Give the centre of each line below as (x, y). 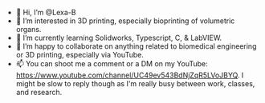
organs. (29, 29)
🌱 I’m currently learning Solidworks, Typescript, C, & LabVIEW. (119, 38)
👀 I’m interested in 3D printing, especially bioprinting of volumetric (125, 21)
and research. (39, 92)
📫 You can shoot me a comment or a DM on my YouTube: (112, 63)
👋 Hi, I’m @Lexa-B (46, 12)
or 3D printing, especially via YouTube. (80, 55)
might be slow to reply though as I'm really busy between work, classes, (135, 83)
